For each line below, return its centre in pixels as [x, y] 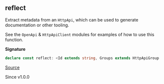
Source [12, 67]
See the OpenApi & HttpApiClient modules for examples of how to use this [80, 34]
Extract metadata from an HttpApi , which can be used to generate [72, 20]
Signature [15, 49]
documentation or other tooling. [37, 25]
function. [14, 40]
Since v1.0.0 [17, 77]
